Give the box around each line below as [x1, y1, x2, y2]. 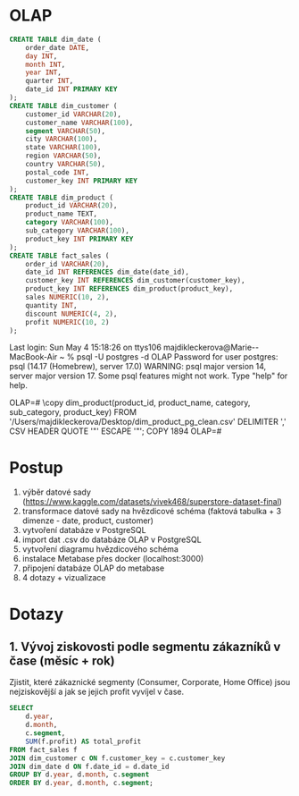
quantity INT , [25, 301, 78, 309]
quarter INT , [25, 77, 74, 86]
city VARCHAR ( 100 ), [25, 135, 98, 144]
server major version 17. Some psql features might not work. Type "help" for [9, 370, 288, 381]
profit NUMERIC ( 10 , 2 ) [25, 318, 110, 326]
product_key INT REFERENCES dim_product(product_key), [25, 284, 234, 293]
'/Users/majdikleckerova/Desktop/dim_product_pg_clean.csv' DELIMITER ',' [9, 417, 287, 428]
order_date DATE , [25, 43, 90, 52]
